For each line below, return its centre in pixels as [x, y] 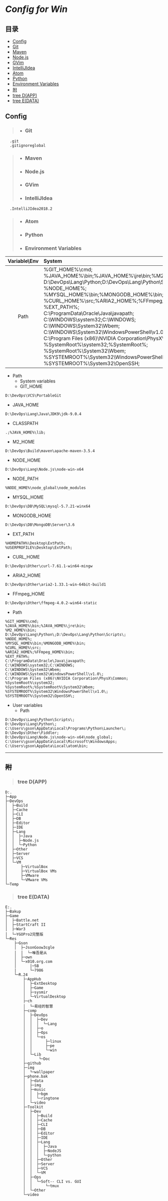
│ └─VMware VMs [27, 880]
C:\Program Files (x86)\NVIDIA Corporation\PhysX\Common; [67, 678]
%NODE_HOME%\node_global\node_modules [45, 488]
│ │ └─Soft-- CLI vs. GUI [52, 1181]
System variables [38, 381]
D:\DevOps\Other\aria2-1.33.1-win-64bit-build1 [56, 584]
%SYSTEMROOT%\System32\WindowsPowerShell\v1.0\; [57, 691]
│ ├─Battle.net [22, 920]
